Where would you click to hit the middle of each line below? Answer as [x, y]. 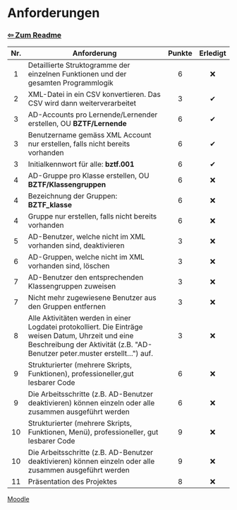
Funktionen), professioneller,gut [81, 374]
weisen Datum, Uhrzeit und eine [81, 336]
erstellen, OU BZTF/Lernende [77, 124]
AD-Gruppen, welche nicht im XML [86, 257]
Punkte [180, 53]
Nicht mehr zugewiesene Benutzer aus [92, 298]
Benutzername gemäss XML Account [90, 135]
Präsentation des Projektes [73, 482]
